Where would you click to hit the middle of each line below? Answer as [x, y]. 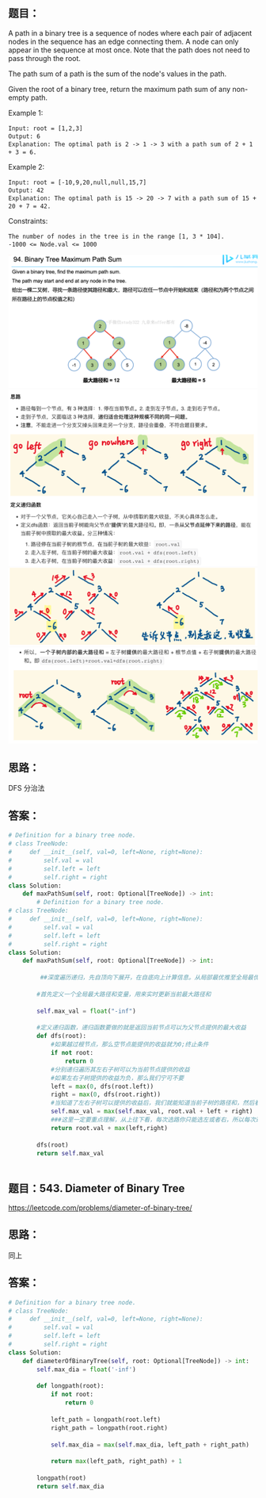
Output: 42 [26, 190]
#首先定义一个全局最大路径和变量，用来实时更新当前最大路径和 [124, 994]
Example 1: [26, 113]
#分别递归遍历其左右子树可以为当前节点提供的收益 [120, 1069]
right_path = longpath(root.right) [109, 1428]
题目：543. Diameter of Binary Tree [97, 1188]
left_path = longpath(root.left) [105, 1419]
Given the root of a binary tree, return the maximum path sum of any [120, 89]
